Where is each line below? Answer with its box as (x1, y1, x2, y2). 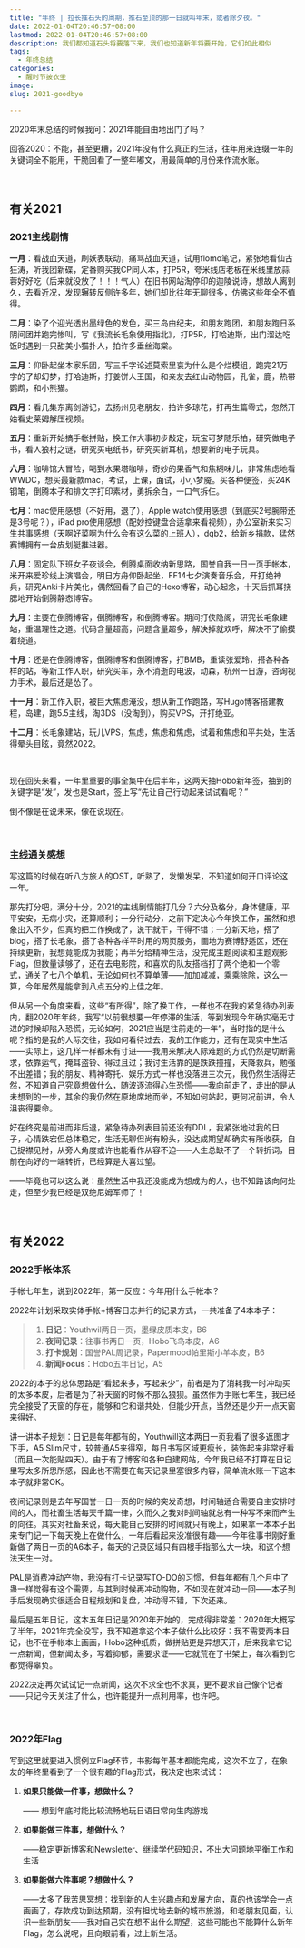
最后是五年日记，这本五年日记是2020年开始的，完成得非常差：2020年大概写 (9, 1614, 296, 1625)
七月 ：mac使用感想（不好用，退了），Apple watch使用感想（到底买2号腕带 (9, 506, 288, 517)
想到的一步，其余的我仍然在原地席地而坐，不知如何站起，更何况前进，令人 (16, 1091, 296, 1102)
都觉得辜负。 (9, 1660, 57, 1671)
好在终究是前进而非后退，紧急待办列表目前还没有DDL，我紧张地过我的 (9, 1122, 272, 1133)
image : (9, 81, 34, 90)
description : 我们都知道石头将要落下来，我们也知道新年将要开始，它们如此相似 (9, 38, 272, 48)
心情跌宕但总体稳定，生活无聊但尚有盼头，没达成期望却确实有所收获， (25, 1133, 288, 1144)
